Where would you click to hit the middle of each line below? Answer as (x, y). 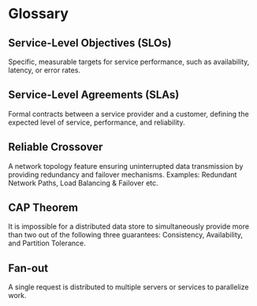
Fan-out (28, 268)
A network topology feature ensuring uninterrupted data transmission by (126, 166)
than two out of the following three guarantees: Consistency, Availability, (125, 235)
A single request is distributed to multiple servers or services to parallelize (128, 287)
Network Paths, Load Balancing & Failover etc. (84, 183)
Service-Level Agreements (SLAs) (94, 95)
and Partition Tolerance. (47, 243)
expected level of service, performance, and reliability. (97, 122)
